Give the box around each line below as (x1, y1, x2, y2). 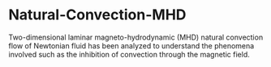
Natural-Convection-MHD (8, 6, 187, 24)
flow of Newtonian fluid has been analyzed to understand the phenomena (8, 40, 255, 50)
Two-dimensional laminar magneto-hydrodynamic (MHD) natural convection (8, 32, 264, 42)
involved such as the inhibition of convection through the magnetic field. (8, 49, 250, 59)
